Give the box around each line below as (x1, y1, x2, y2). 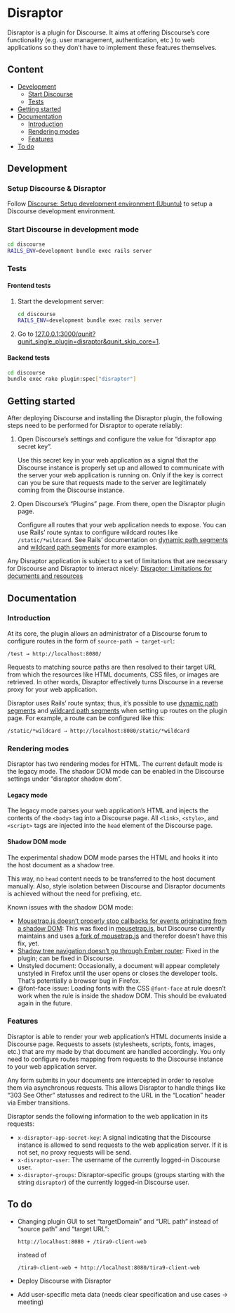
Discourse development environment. (7, 207, 116, 215)
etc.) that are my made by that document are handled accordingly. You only (7, 1047, 226, 1055)
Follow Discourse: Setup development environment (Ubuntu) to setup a (7, 199, 213, 208)
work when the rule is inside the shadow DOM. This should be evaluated (17, 991, 227, 1000)
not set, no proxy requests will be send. (17, 1148, 132, 1156)
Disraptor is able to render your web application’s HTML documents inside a (7, 1032, 227, 1041)
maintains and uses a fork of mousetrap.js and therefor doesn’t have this (17, 931, 228, 940)
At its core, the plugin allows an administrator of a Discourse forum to (7, 629, 208, 638)
